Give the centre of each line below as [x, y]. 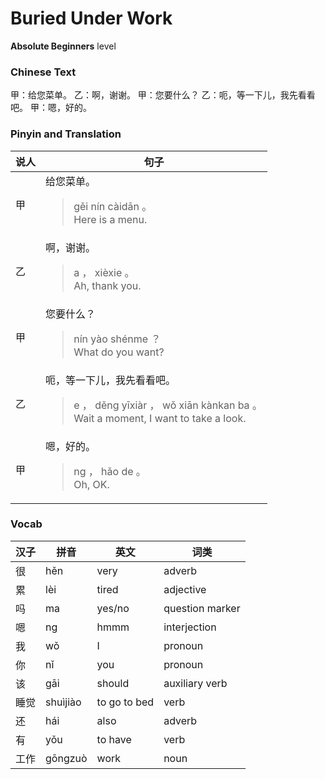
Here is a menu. [110, 219]
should [113, 683]
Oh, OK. [91, 484]
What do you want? [119, 352]
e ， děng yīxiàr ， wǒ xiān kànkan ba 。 [168, 405]
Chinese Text [43, 72]
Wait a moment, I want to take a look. [160, 418]
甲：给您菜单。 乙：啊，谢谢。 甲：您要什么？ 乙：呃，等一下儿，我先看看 [163, 95]
